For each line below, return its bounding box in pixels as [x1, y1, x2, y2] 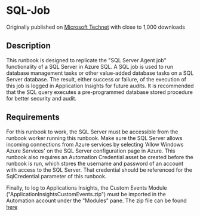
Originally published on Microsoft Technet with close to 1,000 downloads [6, 23, 185, 31]
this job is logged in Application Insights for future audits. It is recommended [6, 82, 194, 89]
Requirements [6, 112, 60, 123]
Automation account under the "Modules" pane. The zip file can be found [6, 197, 187, 204]
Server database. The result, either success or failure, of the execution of [6, 75, 187, 83]
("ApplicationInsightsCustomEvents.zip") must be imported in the [6, 190, 166, 197]
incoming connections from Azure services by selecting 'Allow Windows [6, 141, 184, 148]
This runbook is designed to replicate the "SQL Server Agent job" [6, 56, 167, 63]
